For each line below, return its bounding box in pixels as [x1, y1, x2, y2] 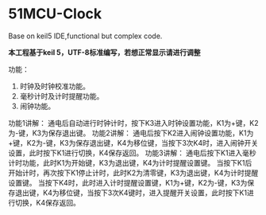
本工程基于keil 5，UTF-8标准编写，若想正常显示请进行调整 [8, 47, 201, 57]
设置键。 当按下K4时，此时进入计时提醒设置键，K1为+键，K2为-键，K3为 [8, 178, 248, 187]
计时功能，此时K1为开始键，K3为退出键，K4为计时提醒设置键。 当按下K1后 [8, 158, 253, 167]
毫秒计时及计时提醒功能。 [19, 91, 104, 100]
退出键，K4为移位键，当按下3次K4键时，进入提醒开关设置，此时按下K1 [14, 188, 248, 197]
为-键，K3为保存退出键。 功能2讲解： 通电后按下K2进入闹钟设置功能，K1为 [8, 128, 254, 138]
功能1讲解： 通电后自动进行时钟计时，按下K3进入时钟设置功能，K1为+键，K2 [8, 118, 259, 127]
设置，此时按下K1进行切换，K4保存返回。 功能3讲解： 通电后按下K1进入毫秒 [8, 148, 256, 158]
